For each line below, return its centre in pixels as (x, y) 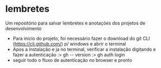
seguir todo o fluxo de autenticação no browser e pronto (72, 60)
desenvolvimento (24, 28)
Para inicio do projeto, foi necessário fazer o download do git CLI (81, 38)
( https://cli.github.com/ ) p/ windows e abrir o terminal (69, 43)
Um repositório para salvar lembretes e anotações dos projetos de (75, 23)
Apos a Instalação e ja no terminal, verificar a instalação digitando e (84, 49)
